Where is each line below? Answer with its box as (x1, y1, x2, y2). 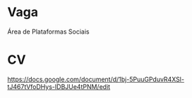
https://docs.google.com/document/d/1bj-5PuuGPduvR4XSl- (7, 75, 185, 83)
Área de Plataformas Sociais (7, 27, 90, 36)
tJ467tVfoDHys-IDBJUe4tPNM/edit (7, 82, 111, 91)
